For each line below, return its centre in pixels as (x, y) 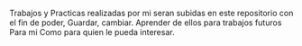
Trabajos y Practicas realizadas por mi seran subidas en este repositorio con (151, 13)
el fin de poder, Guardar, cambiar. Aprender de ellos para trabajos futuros (146, 23)
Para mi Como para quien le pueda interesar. (92, 32)
